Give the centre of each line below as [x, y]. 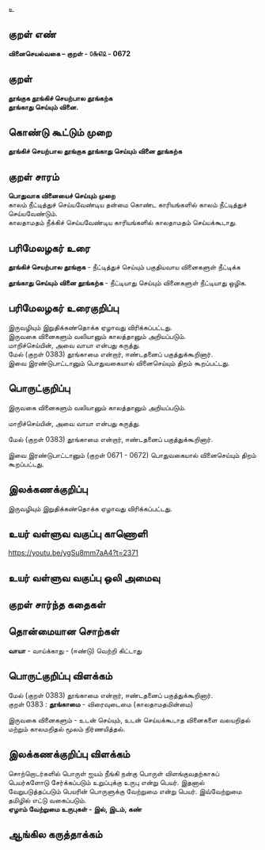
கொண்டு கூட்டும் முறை [60, 133]
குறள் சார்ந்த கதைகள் [57, 605]
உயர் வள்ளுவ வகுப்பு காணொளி [78, 534]
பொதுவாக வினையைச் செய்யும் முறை [62, 196]
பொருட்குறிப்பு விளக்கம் [61, 676]
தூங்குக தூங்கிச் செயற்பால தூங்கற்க [61, 98]
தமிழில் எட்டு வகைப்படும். [47, 800]
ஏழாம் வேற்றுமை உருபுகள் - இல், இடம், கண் [75, 809]
